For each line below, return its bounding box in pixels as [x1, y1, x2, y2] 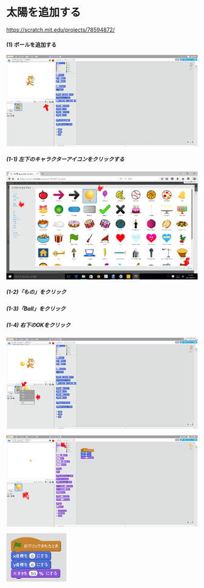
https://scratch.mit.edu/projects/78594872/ [6, 26, 115, 33]
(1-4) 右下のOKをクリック [6, 321, 71, 329]
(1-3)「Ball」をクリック [6, 305, 66, 312]
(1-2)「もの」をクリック [6, 289, 67, 296]
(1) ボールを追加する [6, 41, 56, 48]
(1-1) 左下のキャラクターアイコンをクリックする [6, 155, 124, 163]
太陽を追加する [6, 5, 81, 19]
